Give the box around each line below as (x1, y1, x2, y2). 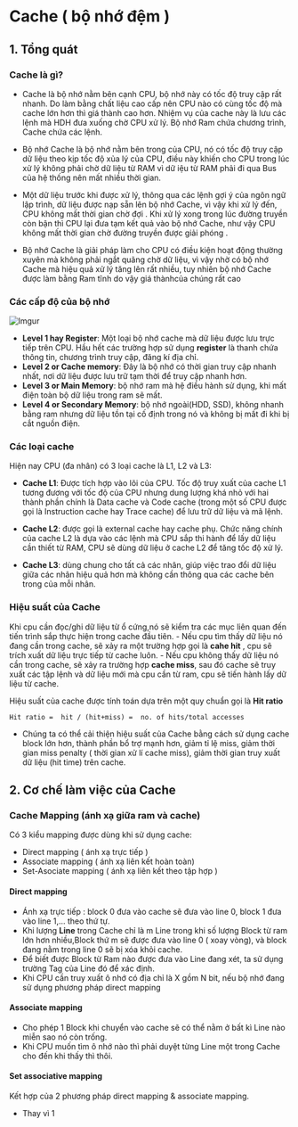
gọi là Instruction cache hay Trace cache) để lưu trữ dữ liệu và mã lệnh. (21, 506, 283, 517)
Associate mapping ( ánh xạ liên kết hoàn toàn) (21, 856, 196, 867)
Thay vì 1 (21, 1108, 55, 1119)
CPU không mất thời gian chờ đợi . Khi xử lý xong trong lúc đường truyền (21, 208, 288, 219)
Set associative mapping (9, 1071, 103, 1082)
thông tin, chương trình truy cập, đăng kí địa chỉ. (21, 352, 199, 363)
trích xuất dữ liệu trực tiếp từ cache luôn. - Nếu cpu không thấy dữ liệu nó (9, 649, 278, 661)
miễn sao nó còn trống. (21, 1032, 108, 1042)
